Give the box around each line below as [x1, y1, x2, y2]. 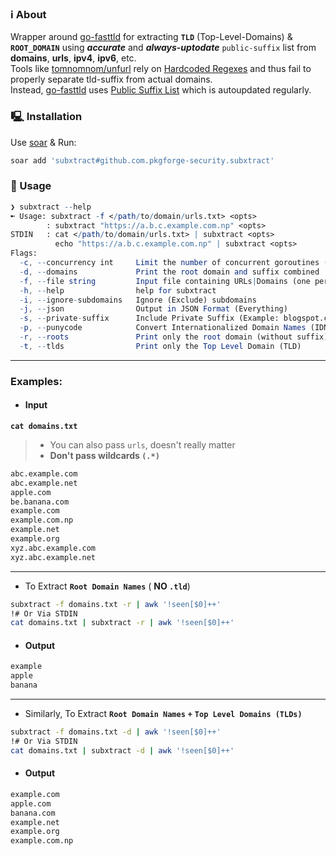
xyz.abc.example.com [10, 543, 97, 553]
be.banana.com [10, 497, 70, 507]
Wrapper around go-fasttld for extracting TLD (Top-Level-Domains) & [10, 31, 293, 43]
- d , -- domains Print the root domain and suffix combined [19, 267, 320, 277]
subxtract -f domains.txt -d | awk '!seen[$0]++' [10, 727, 222, 737]
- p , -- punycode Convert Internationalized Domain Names [19, 323, 307, 333]
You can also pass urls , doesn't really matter [49, 438, 236, 451]
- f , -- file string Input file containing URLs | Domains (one [19, 276, 311, 286]
